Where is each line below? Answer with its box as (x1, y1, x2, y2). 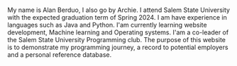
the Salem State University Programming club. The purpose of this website (7, 35, 226, 44)
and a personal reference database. (7, 50, 112, 59)
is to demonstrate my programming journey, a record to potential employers (7, 43, 228, 51)
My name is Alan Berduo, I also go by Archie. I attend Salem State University (7, 6, 231, 14)
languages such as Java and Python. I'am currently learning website (7, 20, 207, 29)
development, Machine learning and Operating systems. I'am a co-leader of (7, 28, 229, 37)
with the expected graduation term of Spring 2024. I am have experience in (7, 13, 227, 21)
